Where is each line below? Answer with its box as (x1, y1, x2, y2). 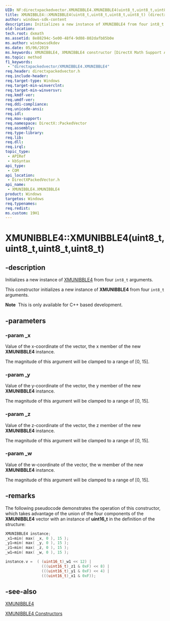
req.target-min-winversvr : (5, 87, 62, 93)
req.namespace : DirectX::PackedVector (5, 120, 87, 126)
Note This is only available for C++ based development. (5, 302, 123, 308)
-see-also (5, 587, 37, 596)
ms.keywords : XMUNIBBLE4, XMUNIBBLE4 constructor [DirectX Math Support (5, 50, 162, 55)
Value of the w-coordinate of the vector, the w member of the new (5, 462, 143, 468)
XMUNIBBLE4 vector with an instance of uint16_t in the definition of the (5, 516, 155, 522)
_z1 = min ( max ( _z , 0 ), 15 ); (5, 545, 69, 550)
